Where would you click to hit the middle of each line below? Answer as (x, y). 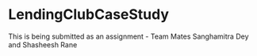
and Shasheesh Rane (43, 44)
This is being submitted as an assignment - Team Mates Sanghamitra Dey (128, 36)
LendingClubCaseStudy (88, 15)
